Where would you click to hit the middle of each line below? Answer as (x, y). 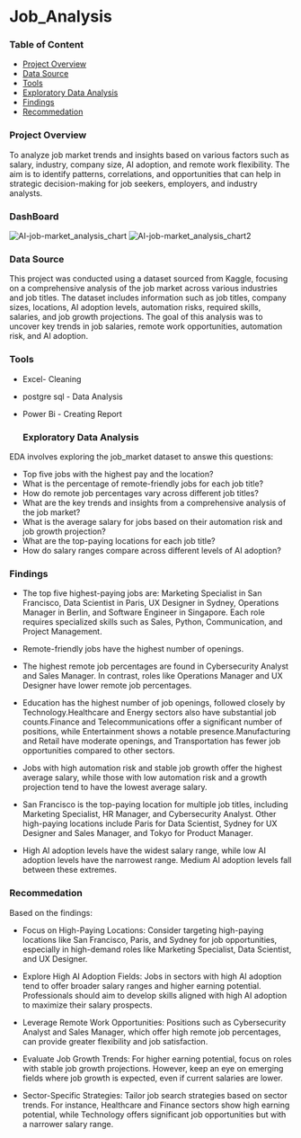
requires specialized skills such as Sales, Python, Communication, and (152, 622)
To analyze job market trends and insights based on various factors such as (149, 155)
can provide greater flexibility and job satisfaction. (115, 1041)
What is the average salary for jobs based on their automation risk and (152, 521)
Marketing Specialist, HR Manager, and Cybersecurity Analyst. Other (149, 814)
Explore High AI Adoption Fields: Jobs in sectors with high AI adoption (152, 976)
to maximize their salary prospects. (87, 1005)
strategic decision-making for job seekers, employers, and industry (133, 183)
